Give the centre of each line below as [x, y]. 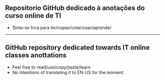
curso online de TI [33, 16]
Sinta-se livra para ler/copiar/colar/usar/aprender [62, 27]
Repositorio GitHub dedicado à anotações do [75, 8]
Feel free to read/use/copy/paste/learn [51, 67]
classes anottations [36, 55]
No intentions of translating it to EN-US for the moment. [68, 72]
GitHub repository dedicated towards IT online [77, 48]
